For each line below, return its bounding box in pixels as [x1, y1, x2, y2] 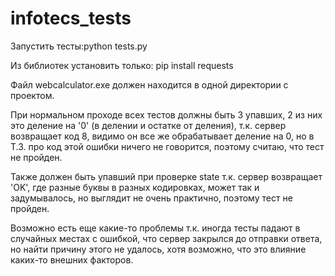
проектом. [10, 89, 55, 101]
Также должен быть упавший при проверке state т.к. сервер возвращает [10, 170, 323, 182]
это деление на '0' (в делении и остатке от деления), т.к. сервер [10, 119, 287, 131]
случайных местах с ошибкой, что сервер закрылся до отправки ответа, [10, 232, 323, 244]
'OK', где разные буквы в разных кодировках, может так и [10, 181, 260, 193]
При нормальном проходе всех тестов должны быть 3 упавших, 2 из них [10, 108, 323, 121]
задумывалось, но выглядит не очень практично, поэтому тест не [10, 192, 293, 204]
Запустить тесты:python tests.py [10, 40, 148, 52]
